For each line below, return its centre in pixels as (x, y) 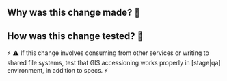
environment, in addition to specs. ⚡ (58, 71)
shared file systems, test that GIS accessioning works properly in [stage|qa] (114, 63)
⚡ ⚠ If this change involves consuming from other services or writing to (108, 53)
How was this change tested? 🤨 (75, 36)
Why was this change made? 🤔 (74, 13)
